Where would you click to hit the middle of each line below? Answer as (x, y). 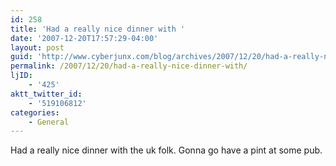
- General (49, 122)
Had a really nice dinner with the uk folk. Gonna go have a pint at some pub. (166, 150)
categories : (35, 112)
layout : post (37, 47)
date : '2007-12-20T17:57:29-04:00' (84, 38)
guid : (21, 57)
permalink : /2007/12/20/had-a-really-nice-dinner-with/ (129, 66)
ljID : (21, 76)
